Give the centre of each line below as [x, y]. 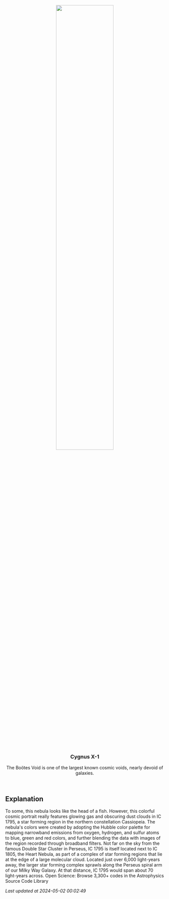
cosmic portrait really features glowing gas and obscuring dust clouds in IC [83, 816]
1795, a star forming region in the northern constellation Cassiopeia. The [80, 822]
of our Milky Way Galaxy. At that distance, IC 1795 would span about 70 [79, 870]
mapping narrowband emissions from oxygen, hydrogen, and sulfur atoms [82, 833]
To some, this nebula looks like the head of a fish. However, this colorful [80, 811]
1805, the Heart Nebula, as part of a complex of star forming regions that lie [84, 854]
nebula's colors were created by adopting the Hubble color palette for [78, 827]
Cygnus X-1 [85, 757]
